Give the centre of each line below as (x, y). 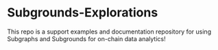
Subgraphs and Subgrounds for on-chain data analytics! (86, 38)
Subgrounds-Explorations (83, 13)
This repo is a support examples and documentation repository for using (109, 32)
